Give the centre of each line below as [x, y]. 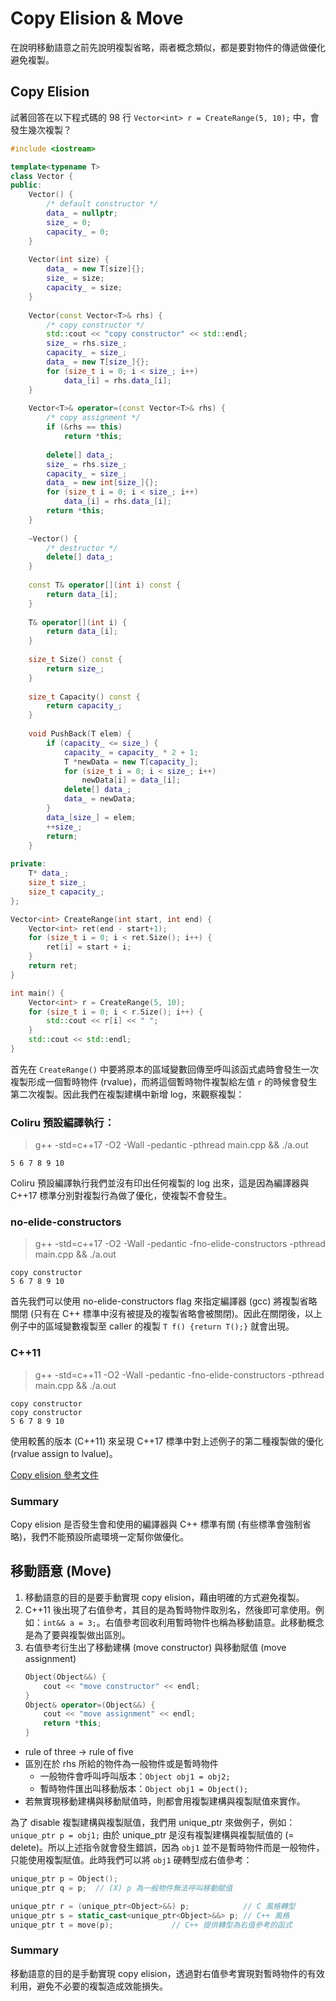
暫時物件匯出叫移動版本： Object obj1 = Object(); [144, 1788]
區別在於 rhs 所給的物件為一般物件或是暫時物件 [121, 1763]
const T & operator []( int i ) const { [105, 585]
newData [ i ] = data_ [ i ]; [131, 780]
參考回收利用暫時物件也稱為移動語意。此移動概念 [223, 1622]
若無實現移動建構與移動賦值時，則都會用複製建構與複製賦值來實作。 [165, 1801]
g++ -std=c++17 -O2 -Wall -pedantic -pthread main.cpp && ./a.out [171, 1145]
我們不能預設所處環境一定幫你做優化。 [110, 1537]
